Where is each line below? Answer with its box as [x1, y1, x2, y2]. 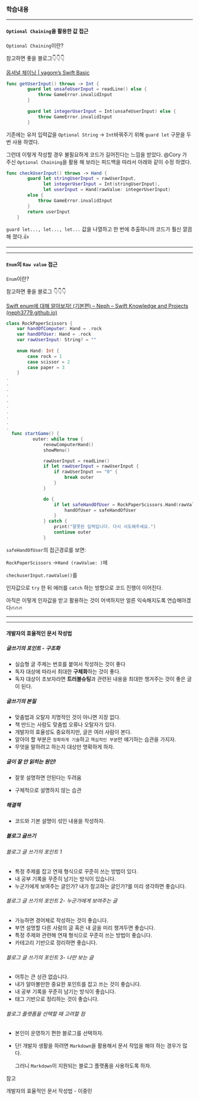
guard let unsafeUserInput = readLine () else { [27, 86, 147, 93]
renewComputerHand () [43, 441, 94, 447]
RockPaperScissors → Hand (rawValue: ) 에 [6, 559, 108, 566]
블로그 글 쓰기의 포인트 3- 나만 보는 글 [6, 953, 94, 961]
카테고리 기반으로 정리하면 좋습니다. [14, 939, 98, 946]
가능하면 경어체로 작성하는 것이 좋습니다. [14, 917, 108, 924]
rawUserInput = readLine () [43, 458, 110, 464]
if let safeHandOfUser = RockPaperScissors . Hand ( [53, 501, 179, 508]
